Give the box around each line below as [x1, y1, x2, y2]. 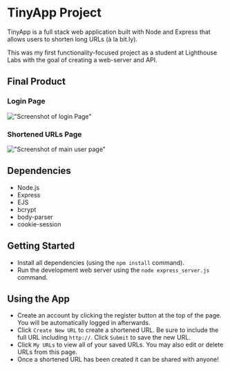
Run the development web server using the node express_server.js [17, 266, 210, 274]
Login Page [7, 97, 46, 106]
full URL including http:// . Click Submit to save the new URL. [17, 333, 191, 342]
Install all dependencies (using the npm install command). [17, 258, 185, 266]
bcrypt [17, 205, 37, 213]
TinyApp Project [7, 5, 102, 21]
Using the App [7, 293, 70, 304]
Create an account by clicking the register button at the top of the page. [17, 311, 222, 320]
